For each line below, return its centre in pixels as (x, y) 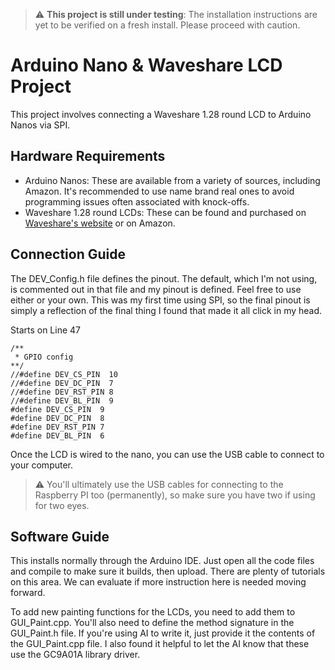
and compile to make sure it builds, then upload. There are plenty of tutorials (168, 571)
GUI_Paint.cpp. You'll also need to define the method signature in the (152, 623)
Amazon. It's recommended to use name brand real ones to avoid (159, 191)
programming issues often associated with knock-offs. (137, 201)
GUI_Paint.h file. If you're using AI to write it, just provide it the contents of (163, 633)
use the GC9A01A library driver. (75, 655)
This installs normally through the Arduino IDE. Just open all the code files (162, 561)
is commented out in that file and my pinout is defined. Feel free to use (156, 289)
